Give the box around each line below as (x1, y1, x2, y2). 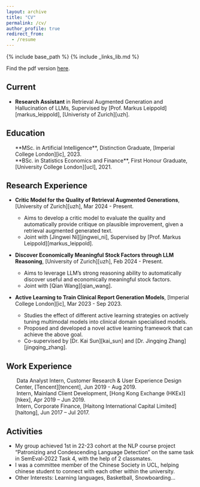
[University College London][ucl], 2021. (14, 163, 113, 170)
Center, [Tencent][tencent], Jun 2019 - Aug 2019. (14, 383, 137, 390)
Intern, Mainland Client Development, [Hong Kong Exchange (16, 390, 165, 397)
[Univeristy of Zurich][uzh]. (62, 110, 130, 118)
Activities (6, 426, 43, 437)
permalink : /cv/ (6, 20, 47, 26)
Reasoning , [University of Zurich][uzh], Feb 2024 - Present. (14, 258, 163, 265)
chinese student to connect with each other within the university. (14, 468, 175, 475)
